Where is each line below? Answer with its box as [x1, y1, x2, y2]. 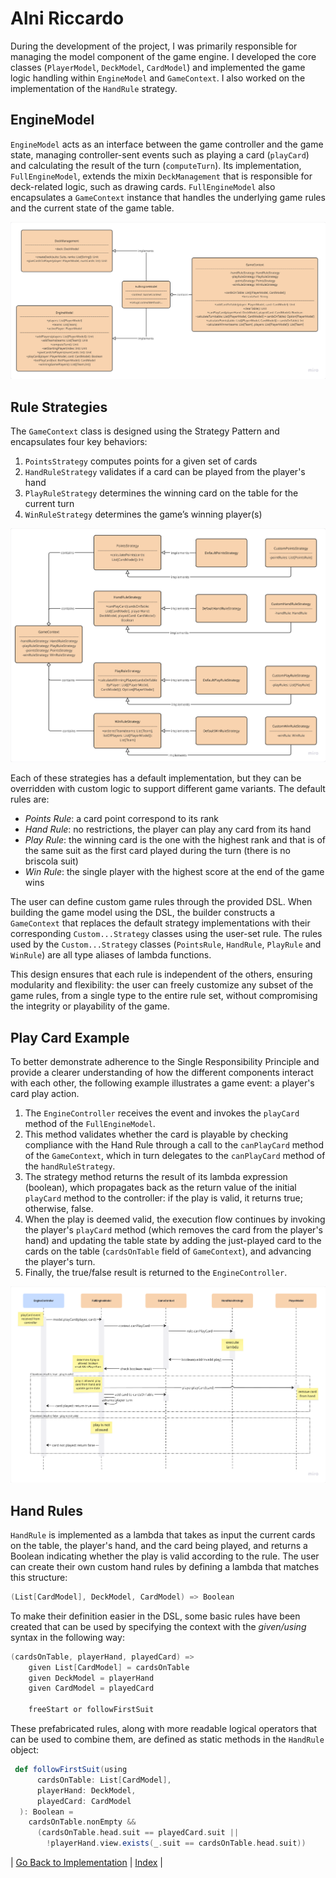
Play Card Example [10, 1029, 130, 1046]
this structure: [10, 1571, 68, 1583]
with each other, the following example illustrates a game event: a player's [10, 1077, 315, 1089]
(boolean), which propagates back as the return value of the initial [24, 1182, 297, 1194]
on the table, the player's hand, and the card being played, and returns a [10, 1539, 308, 1551]
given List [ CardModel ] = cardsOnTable [28, 1662, 190, 1672]
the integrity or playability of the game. [10, 1000, 170, 1012]
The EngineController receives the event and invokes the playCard [24, 1107, 300, 1119]
